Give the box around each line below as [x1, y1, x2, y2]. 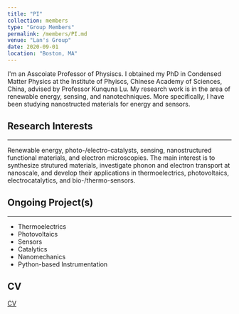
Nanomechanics [17, 252, 66, 261]
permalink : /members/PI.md [7, 30, 87, 38]
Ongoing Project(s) [7, 197, 94, 209]
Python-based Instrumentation [17, 260, 108, 269]
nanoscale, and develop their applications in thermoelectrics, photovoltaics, [7, 168, 230, 177]
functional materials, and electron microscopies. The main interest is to [7, 153, 216, 162]
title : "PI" [7, 10, 43, 18]
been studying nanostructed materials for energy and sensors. [7, 99, 191, 108]
